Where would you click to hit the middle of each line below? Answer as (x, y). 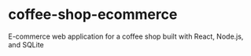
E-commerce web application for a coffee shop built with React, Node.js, (126, 36)
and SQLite (26, 44)
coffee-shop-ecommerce (93, 15)
